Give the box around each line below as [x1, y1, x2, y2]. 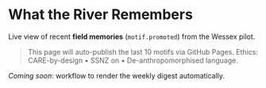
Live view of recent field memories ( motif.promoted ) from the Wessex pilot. [8, 32, 256, 41]
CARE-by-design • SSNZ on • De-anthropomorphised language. [27, 55, 238, 65]
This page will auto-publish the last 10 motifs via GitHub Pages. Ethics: [27, 47, 258, 56]
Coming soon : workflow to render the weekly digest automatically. [8, 71, 225, 80]
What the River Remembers [8, 6, 193, 24]
